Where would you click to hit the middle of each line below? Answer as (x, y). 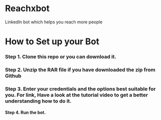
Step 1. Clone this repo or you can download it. (61, 57)
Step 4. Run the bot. (25, 113)
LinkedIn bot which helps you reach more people (54, 22)
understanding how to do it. (38, 101)
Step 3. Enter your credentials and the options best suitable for (80, 89)
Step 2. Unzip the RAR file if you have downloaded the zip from (80, 69)
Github (13, 76)
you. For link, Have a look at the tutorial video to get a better (77, 95)
